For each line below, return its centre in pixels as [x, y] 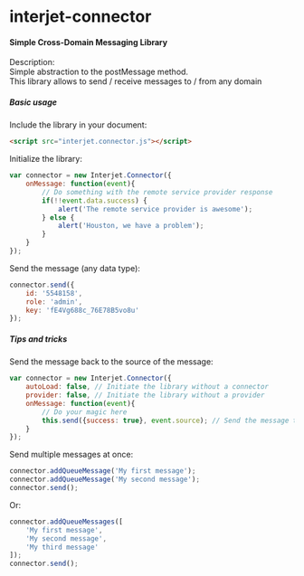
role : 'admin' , [54, 302]
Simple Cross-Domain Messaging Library [89, 42]
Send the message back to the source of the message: [112, 362]
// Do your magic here [85, 412]
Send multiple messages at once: [71, 455]
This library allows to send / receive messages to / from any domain [136, 81]
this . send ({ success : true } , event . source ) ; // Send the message [166, 420]
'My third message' [62, 547]
